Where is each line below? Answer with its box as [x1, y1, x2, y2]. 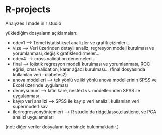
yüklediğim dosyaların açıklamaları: [5, 30, 78, 36]
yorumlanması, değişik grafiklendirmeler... [12, 50, 100, 56]
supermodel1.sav [12, 103, 48, 109]
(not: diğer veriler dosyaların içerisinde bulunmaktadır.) [5, 124, 119, 130]
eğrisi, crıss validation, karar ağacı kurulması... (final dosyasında [12, 66, 146, 72]
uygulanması [12, 93, 39, 99]
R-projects [5, 4, 51, 15]
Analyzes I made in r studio [5, 20, 62, 26]
